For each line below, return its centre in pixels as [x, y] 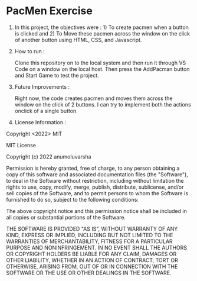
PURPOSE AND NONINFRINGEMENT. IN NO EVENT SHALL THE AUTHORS [97, 247]
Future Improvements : [42, 86]
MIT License [21, 145]
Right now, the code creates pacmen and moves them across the [93, 98]
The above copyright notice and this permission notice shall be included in [96, 211]
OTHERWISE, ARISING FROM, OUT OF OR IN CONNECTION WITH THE [92, 266]
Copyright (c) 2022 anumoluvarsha [49, 156]
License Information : [40, 122]
